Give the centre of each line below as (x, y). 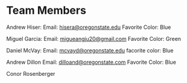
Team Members (46, 11)
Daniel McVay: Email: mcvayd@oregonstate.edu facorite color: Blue (90, 50)
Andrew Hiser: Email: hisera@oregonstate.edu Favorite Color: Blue (89, 27)
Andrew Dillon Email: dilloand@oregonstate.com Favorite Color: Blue (91, 62)
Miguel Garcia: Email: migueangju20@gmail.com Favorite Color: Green (94, 38)
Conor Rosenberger (31, 73)
